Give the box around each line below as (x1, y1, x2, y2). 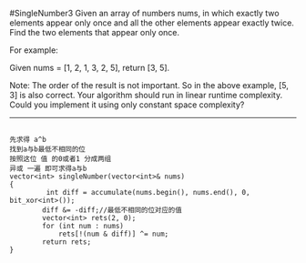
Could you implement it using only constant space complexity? (9, 99, 245, 110)
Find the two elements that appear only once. (9, 27, 180, 37)
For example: (9, 45, 59, 56)
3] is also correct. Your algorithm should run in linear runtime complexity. (9, 90, 283, 100)
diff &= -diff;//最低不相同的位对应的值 (42, 206, 182, 215)
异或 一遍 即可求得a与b (9, 164, 87, 173)
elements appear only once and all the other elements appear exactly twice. (9, 17, 294, 28)
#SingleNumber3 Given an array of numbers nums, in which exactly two (9, 8, 280, 18)
